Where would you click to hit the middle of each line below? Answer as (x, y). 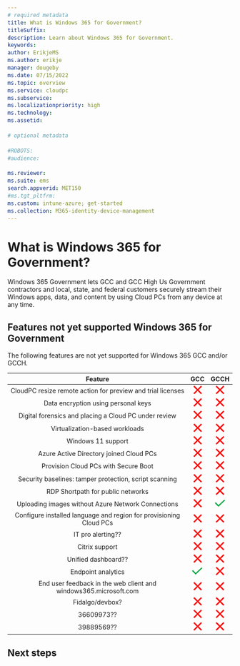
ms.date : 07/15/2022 (38, 75)
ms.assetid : (25, 121)
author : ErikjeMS (33, 53)
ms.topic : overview (36, 83)
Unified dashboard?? (97, 560)
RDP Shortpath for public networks (97, 491)
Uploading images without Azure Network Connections (97, 504)
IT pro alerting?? (97, 534)
